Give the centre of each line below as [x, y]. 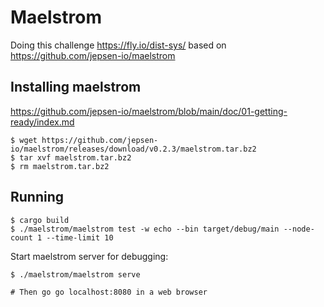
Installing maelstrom [76, 87]
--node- [299, 229]
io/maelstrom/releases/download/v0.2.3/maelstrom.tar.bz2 [133, 149]
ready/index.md [42, 122]
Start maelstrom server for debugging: [89, 256]
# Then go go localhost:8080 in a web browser [109, 292]
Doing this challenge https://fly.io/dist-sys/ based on [118, 45]
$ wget [24, 140]
